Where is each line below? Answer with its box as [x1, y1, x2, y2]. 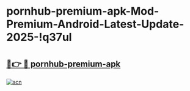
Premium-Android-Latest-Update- [6, 17, 185, 31]
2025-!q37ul [6, 31, 72, 44]
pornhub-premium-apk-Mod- [6, 4, 159, 18]
